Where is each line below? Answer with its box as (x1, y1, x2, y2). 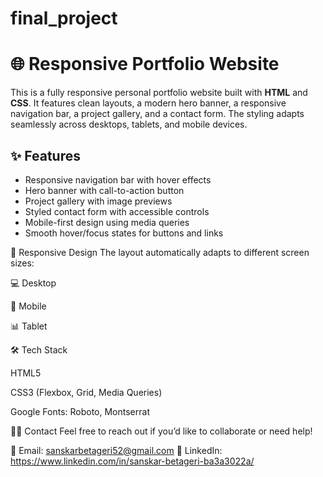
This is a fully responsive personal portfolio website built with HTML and (10, 87, 308, 99)
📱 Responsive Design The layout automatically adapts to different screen (10, 246, 310, 258)
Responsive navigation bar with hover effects (24, 173, 212, 186)
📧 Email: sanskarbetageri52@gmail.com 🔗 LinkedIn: (10, 444, 223, 456)
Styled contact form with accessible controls (24, 205, 210, 217)
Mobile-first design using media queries (24, 216, 190, 228)
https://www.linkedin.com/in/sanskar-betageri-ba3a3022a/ (10, 455, 255, 467)
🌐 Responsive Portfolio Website (10, 53, 280, 76)
